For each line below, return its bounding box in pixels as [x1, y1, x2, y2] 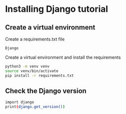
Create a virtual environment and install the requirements [5, 54, 121, 60]
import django [5, 100, 35, 105]
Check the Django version [5, 87, 86, 95]
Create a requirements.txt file [5, 36, 65, 42]
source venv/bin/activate [5, 68, 58, 74]
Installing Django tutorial [5, 3, 108, 15]
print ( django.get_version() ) [5, 105, 65, 110]
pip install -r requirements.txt [5, 73, 74, 78]
